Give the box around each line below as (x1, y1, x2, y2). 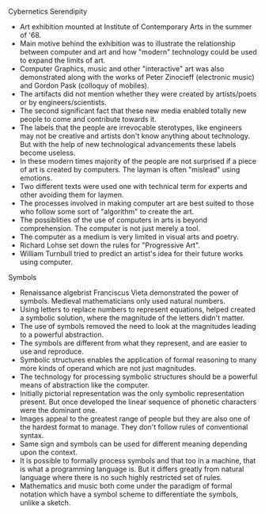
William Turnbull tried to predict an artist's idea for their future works (19, 249, 244, 258)
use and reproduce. (19, 347, 85, 356)
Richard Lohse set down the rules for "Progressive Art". (19, 240, 200, 250)
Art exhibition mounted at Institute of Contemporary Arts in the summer (19, 22, 252, 31)
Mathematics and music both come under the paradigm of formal (19, 482, 233, 490)
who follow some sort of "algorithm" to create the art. (19, 207, 195, 216)
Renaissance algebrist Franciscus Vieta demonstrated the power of (19, 288, 239, 297)
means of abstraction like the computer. (19, 380, 150, 390)
